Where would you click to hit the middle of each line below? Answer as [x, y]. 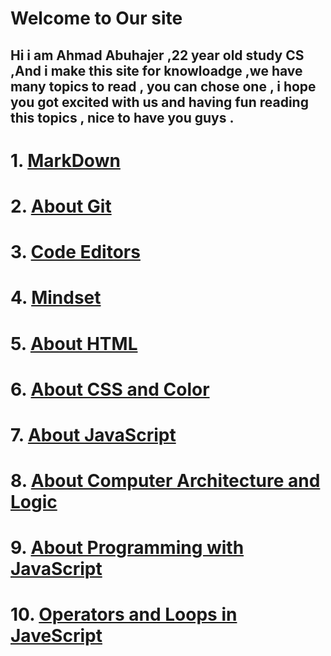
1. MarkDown [65, 160]
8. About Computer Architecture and [165, 481]
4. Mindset [56, 298]
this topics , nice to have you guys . [122, 117]
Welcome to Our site [96, 18]
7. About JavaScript [93, 434]
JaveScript [56, 636]
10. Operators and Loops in [124, 614]
